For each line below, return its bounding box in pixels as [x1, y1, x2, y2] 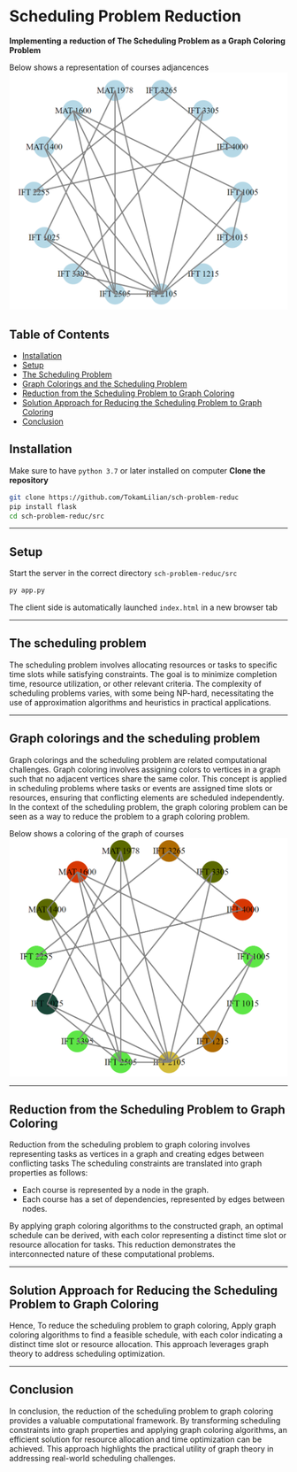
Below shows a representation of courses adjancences [9, 62, 209, 73]
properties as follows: [9, 1168, 88, 1178]
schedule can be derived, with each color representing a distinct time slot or [9, 1230, 287, 1241]
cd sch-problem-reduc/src [9, 512, 104, 520]
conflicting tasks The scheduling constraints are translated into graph [9, 1158, 263, 1169]
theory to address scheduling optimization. [9, 1348, 165, 1359]
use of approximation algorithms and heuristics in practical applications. [9, 697, 271, 707]
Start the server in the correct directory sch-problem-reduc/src [9, 568, 238, 579]
